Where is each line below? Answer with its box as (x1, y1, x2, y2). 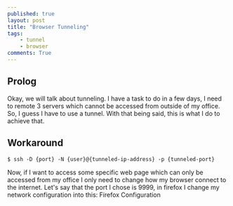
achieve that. (7, 117, 45, 125)
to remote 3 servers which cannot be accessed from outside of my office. (7, 101, 220, 110)
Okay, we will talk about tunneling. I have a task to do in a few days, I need (7, 94, 222, 103)
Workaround (7, 137, 64, 149)
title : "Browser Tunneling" (7, 23, 90, 30)
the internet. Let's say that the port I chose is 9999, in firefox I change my (7, 183, 220, 191)
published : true (7, 10, 55, 18)
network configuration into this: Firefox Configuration (7, 191, 161, 199)
